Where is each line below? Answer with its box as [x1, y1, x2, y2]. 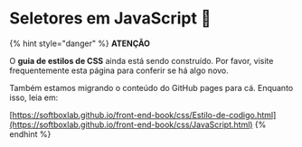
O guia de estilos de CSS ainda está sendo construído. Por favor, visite [9, 55, 274, 66]
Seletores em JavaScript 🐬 [9, 8, 212, 29]
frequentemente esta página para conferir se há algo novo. [9, 65, 229, 76]
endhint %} [9, 128, 52, 139]
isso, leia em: [9, 92, 59, 103]
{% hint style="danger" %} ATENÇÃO [9, 38, 151, 49]
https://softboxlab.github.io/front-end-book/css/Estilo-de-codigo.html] [12, 109, 277, 120]
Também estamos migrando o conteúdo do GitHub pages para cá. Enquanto [9, 82, 294, 93]
